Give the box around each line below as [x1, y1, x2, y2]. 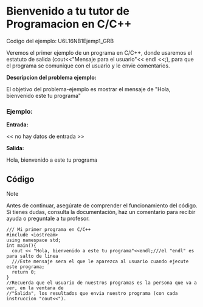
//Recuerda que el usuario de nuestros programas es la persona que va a [6, 280, 198, 286]
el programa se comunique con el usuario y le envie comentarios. [6, 62, 170, 69]
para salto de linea [6, 254, 59, 260]
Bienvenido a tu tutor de [6, 4, 129, 18]
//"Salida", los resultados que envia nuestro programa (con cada [6, 291, 178, 297]
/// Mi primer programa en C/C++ [6, 227, 91, 233]
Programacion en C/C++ [6, 17, 132, 31]
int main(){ [6, 243, 36, 249]
